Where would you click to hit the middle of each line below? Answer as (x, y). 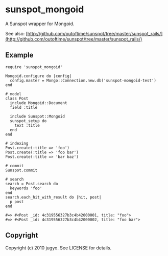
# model (14, 94)
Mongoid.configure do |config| (39, 76)
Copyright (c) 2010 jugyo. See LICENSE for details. (58, 248)
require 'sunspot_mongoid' (34, 67)
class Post (17, 99)
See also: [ (17, 33)
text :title (27, 125)
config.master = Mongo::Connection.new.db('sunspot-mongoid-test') (83, 81)
